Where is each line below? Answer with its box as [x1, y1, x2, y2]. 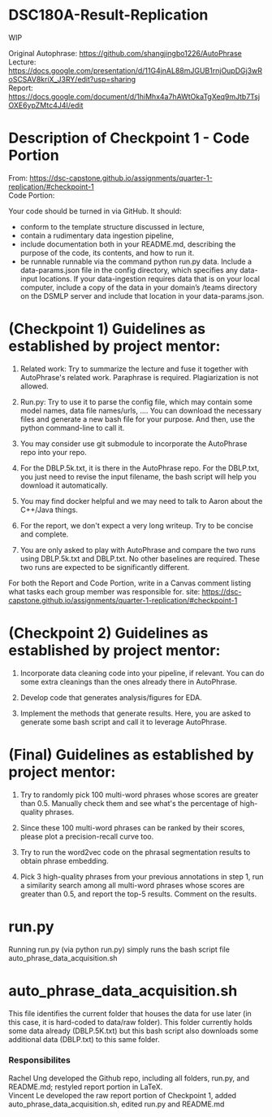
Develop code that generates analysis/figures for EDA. [19, 692, 202, 702]
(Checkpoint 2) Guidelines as [8, 624, 209, 642]
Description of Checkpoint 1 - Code [8, 129, 250, 147]
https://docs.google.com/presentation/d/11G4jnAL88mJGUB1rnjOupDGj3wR [8, 65, 262, 75]
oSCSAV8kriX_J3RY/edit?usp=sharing [8, 74, 136, 84]
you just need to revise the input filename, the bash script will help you [19, 471, 257, 481]
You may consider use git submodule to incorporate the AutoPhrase [19, 438, 248, 449]
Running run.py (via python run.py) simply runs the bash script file [8, 944, 230, 954]
